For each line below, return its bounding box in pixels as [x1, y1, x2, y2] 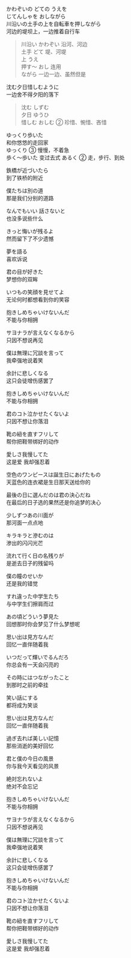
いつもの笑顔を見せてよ [6, 288, 64, 296]
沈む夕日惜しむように [6, 84, 59, 90]
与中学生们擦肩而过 [6, 600, 54, 607]
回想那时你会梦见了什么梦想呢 [6, 621, 80, 627]
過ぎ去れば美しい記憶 [6, 735, 59, 742]
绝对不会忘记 [6, 783, 38, 790]
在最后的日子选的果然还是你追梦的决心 [6, 499, 101, 506]
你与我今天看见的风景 [6, 763, 59, 769]
